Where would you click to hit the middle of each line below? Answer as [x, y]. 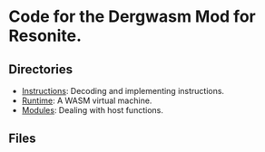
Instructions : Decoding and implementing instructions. [123, 91]
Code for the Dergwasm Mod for [132, 17]
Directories [41, 69]
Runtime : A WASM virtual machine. [87, 100]
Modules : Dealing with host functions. [93, 110]
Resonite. [45, 36]
